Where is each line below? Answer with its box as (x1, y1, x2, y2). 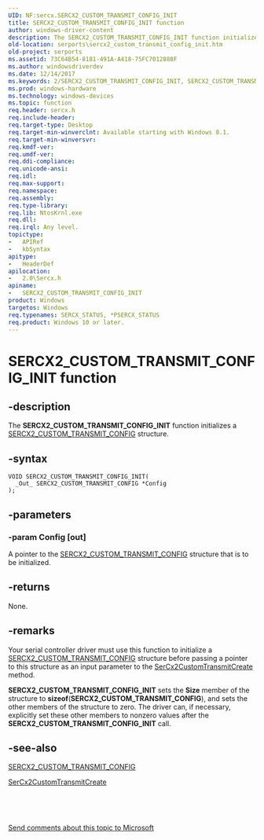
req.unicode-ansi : (8, 165, 68, 173)
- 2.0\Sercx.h (8, 274, 61, 283)
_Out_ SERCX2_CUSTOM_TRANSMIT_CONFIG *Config (15, 480, 167, 488)
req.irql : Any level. (8, 223, 79, 232)
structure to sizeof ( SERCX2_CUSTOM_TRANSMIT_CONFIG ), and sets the (8, 693, 248, 703)
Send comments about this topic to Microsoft (8, 823, 155, 833)
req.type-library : (8, 201, 68, 209)
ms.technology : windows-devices (8, 92, 114, 100)
